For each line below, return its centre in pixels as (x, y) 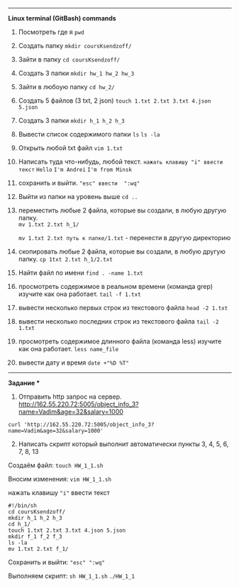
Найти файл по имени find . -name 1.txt (81, 273)
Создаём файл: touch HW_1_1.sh (56, 465)
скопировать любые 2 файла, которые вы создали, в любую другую (122, 251)
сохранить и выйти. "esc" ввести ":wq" (79, 183)
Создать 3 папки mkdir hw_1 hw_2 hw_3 (76, 73)
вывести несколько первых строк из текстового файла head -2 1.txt (123, 308)
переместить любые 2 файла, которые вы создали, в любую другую (122, 210)
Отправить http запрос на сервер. (70, 397)
